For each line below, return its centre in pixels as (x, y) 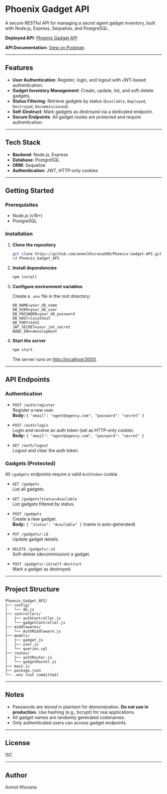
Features (19, 68)
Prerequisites (22, 205)
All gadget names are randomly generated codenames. (69, 717)
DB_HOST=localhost (31, 319)
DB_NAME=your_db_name (35, 305)
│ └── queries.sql (27, 649)
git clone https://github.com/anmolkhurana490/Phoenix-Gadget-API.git (87, 254)
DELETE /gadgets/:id (34, 549)
